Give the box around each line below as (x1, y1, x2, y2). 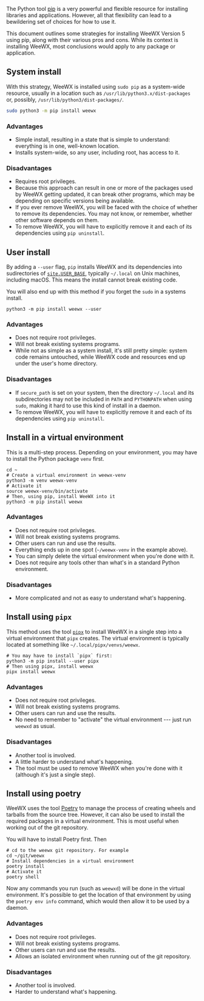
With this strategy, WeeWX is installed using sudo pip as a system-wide (6, 83, 185, 90)
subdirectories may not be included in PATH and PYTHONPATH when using (15, 395, 192, 403)
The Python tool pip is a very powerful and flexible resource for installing (6, 5, 188, 12)
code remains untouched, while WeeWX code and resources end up (15, 353, 186, 361)
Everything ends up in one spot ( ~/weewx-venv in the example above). (15, 546, 188, 553)
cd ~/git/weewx (6, 853, 45, 859)
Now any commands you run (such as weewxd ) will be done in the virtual (6, 885, 185, 892)
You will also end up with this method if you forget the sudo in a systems (6, 288, 186, 296)
